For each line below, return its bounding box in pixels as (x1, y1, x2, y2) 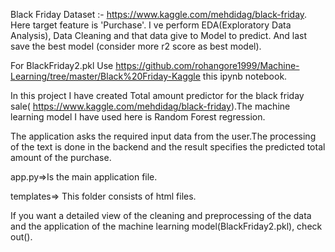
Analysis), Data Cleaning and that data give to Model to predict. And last (10, 30, 308, 41)
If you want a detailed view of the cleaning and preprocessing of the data (10, 210, 312, 221)
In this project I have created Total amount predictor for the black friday (10, 90, 305, 101)
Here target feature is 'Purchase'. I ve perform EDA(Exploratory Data (10, 19, 292, 31)
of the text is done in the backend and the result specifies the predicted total (10, 141, 326, 153)
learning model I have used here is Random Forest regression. (10, 111, 266, 123)
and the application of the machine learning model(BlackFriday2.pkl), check (10, 220, 323, 232)
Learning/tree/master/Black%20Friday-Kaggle (10, 70, 201, 82)
